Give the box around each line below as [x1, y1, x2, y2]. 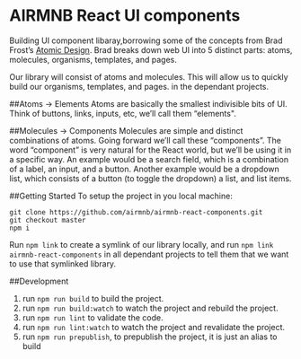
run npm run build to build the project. [22, 293, 164, 303]
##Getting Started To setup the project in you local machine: [9, 190, 234, 201]
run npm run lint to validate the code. [22, 311, 164, 323]
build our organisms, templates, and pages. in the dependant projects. [9, 81, 270, 92]
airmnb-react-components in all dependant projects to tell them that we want [9, 249, 289, 259]
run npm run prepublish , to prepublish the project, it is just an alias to [22, 331, 278, 342]
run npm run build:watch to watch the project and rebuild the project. [22, 302, 279, 313]
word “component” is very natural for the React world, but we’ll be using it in [9, 144, 292, 155]
